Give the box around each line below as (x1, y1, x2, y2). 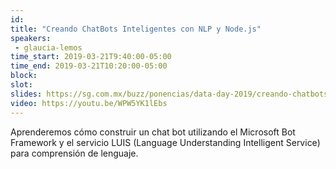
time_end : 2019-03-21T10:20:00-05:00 (10, 61, 168, 71)
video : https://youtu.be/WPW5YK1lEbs (10, 98, 168, 108)
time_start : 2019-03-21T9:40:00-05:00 (10, 52, 172, 62)
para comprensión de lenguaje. (10, 147, 139, 159)
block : (10, 71, 38, 81)
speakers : (10, 33, 52, 43)
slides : (10, 89, 43, 99)
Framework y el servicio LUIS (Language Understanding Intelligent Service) (10, 136, 321, 148)
